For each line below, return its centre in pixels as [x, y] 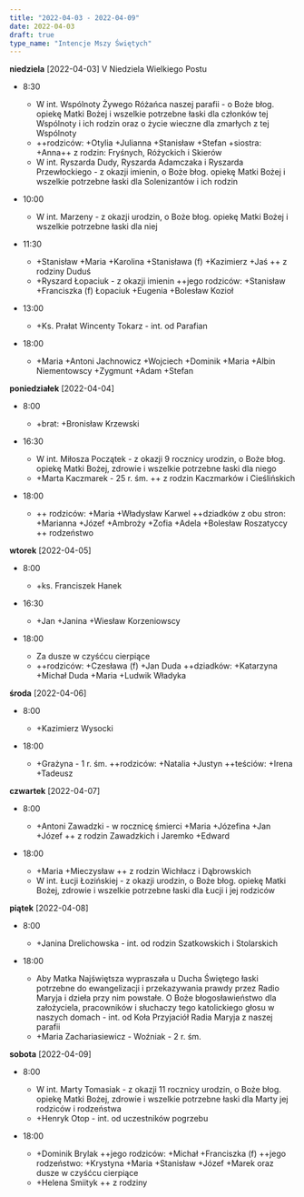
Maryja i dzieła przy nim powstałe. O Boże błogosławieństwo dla [156, 998]
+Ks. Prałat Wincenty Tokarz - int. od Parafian [122, 326]
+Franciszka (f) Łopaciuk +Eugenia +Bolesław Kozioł [135, 291]
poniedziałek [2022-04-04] [62, 388]
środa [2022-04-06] [48, 693]
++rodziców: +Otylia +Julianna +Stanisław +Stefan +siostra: [148, 143]
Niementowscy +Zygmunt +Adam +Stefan [114, 371]
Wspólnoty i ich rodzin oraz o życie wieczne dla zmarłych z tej [152, 124]
